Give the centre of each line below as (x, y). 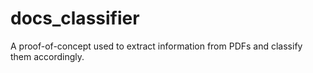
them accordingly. (47, 56)
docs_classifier (75, 18)
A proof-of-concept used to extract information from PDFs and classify (156, 46)
